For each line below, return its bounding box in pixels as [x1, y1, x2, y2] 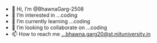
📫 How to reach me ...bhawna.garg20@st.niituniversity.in [11, 31, 151, 37]
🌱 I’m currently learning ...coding [11, 18, 90, 24]
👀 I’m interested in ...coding [11, 12, 78, 19]
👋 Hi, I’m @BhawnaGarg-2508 [11, 6, 84, 12]
